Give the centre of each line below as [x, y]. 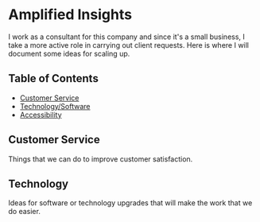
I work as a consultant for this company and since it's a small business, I [126, 37]
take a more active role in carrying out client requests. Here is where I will [128, 45]
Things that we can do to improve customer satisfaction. [101, 159]
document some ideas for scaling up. [69, 53]
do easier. [25, 212]
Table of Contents [54, 78]
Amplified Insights [70, 15]
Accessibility [41, 115]
